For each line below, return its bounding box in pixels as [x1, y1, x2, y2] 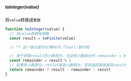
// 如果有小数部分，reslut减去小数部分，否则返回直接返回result [9, 63, 127, 68]
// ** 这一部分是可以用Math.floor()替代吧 [9, 45, 89, 50]
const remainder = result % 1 [9, 58, 71, 63]
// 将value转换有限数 [9, 31, 49, 36]
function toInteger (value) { [5, 27, 65, 31]
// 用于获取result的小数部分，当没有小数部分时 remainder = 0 [9, 54, 126, 58]
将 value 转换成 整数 [5, 17, 41, 23]
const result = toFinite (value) [9, 36, 76, 41]
